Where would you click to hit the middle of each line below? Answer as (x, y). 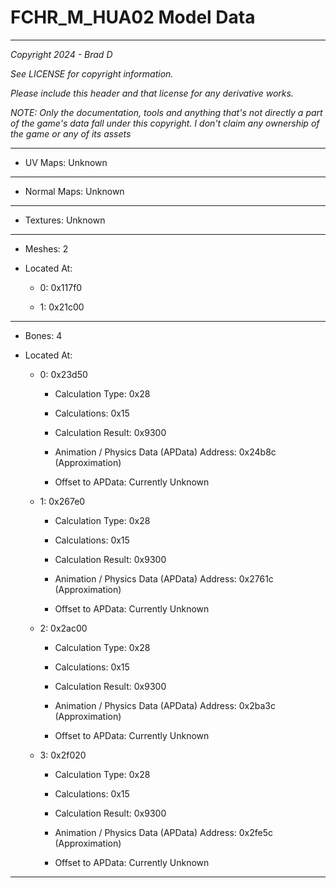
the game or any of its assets (71, 133)
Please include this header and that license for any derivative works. (152, 93)
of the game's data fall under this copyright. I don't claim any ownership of (165, 123)
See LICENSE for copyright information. (92, 73)
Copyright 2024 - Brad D (61, 54)
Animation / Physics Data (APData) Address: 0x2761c (164, 578)
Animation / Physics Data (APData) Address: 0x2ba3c (165, 705)
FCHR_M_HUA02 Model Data (133, 17)
